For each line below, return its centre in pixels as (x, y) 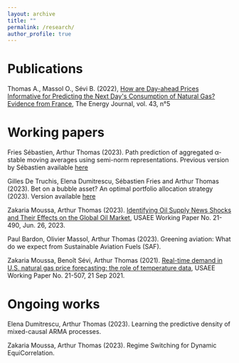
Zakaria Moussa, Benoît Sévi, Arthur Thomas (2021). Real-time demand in (115, 261)
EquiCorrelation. (31, 353)
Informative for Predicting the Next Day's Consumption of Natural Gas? (111, 96)
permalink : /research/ (41, 27)
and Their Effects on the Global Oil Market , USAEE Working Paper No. (110, 218)
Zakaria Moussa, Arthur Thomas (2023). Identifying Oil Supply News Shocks (119, 210)
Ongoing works (54, 304)
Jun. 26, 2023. (44, 226)
